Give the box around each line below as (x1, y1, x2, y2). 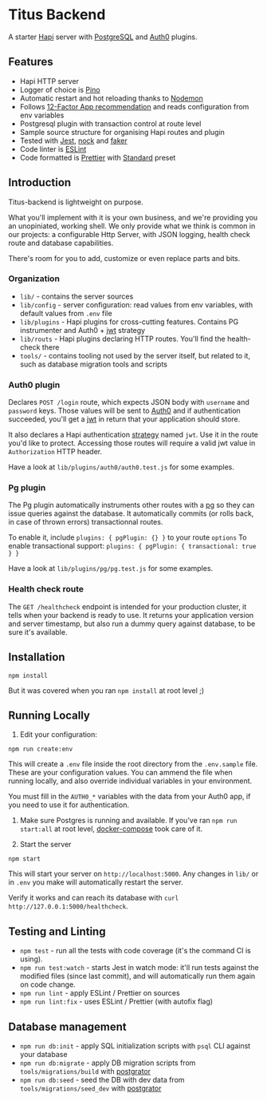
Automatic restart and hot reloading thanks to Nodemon (19, 93, 203, 103)
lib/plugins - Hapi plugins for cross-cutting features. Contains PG (19, 317, 239, 327)
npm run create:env (8, 745, 73, 754)
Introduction (8, 176, 72, 189)
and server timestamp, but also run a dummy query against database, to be (8, 619, 256, 628)
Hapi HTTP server (19, 76, 80, 85)
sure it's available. (8, 627, 68, 636)
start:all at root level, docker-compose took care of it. (19, 824, 203, 834)
